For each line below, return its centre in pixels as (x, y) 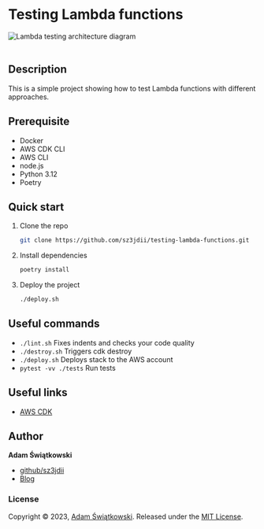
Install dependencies (54, 255)
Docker (32, 140)
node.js (32, 165)
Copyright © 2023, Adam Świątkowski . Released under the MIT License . (126, 516)
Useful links (38, 392)
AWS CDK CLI (42, 149)
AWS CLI (34, 157)
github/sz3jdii (42, 471)
